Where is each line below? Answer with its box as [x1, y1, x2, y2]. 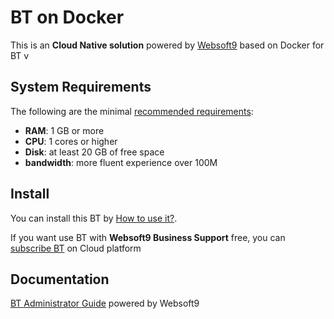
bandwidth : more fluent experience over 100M [24, 156, 218, 168]
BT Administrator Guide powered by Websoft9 [10, 297, 200, 310]
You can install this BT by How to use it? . [10, 212, 178, 224]
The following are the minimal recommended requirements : [10, 105, 254, 117]
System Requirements [10, 79, 152, 96]
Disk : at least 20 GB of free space [24, 146, 165, 158]
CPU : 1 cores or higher [24, 135, 118, 147]
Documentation [10, 271, 110, 288]
